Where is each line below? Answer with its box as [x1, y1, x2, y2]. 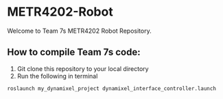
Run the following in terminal [16, 72, 98, 80]
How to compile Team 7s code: [7, 46, 141, 58]
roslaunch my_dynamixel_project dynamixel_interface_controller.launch [7, 85, 216, 92]
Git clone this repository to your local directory [16, 64, 149, 72]
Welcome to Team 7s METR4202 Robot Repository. [7, 27, 152, 35]
